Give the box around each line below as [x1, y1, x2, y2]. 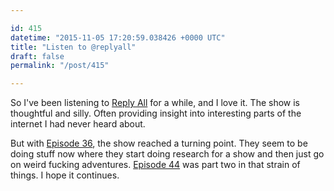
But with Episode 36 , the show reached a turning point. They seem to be [10, 137, 308, 150]
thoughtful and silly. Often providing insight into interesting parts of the [10, 107, 302, 120]
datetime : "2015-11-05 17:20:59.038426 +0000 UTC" [10, 32, 226, 43]
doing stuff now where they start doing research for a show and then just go [10, 148, 325, 160]
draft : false [10, 51, 65, 61]
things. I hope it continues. [10, 169, 120, 181]
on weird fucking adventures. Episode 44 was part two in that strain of [10, 159, 301, 171]
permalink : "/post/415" [10, 61, 110, 71]
